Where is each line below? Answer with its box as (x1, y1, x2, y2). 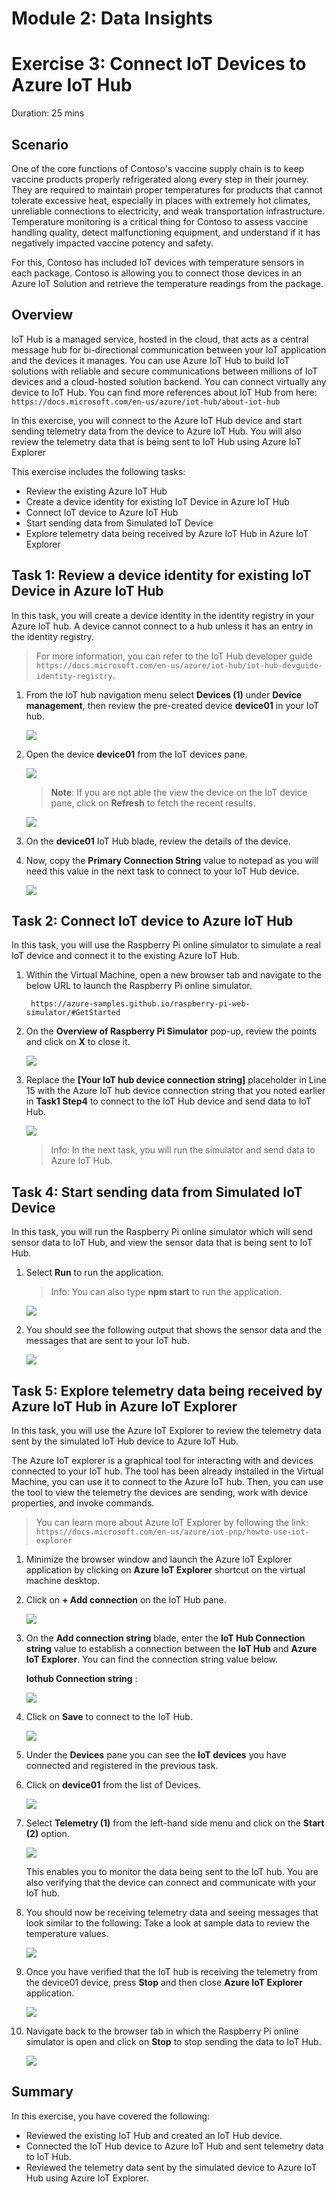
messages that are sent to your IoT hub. (25, 1335, 190, 1347)
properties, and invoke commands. (11, 1497, 155, 1509)
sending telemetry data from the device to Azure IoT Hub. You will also (11, 425, 302, 437)
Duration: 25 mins (11, 107, 85, 119)
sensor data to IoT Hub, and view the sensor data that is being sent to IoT (11, 1237, 313, 1249)
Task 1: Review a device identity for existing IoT (11, 567, 312, 584)
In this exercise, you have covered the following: (11, 2110, 211, 2122)
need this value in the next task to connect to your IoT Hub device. (25, 865, 300, 877)
